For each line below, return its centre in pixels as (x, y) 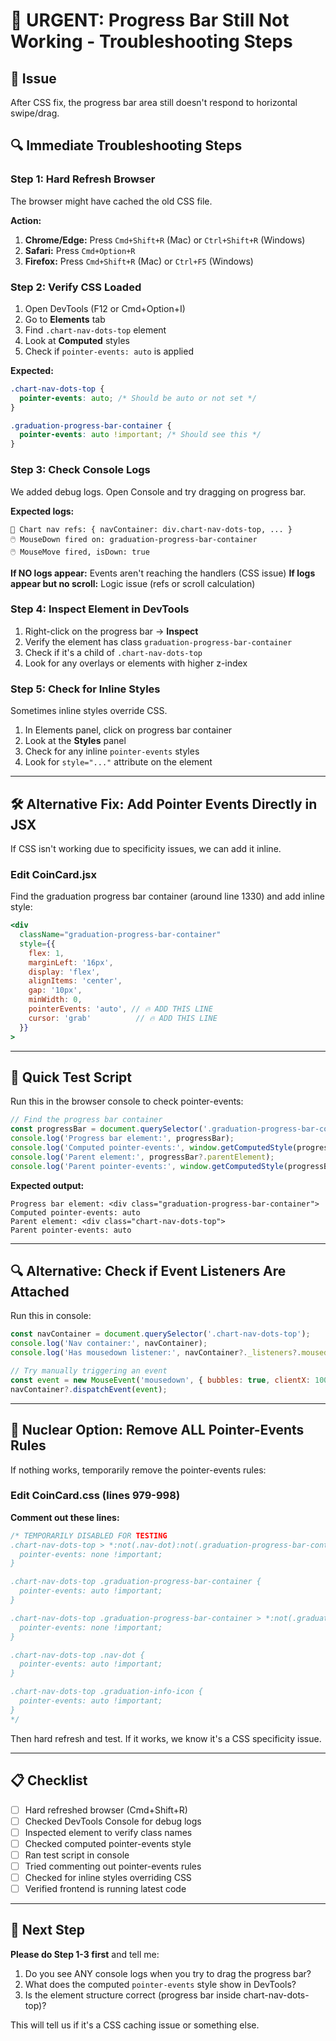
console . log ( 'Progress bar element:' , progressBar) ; (122, 1139)
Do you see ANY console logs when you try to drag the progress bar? (168, 1973)
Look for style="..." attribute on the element (118, 762)
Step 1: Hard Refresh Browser (83, 179)
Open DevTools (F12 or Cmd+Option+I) (105, 308)
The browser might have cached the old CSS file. (111, 201)
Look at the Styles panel (75, 741)
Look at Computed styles (77, 340)
